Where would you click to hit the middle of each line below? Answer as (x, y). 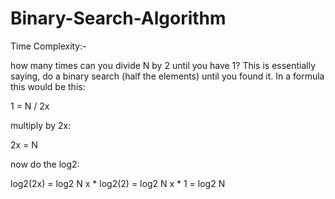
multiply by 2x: (41, 125)
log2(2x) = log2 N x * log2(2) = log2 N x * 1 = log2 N (118, 183)
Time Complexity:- (48, 46)
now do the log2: (45, 164)
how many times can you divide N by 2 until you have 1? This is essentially (163, 65)
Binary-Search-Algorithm (118, 18)
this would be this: (48, 86)
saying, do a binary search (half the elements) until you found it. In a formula (167, 76)
